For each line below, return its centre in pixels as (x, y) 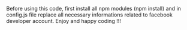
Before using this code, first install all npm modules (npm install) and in (94, 9)
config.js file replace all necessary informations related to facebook (89, 15)
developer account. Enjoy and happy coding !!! (64, 21)
